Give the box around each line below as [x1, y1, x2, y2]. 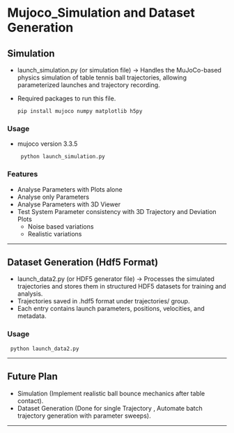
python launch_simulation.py [20, 153, 106, 160]
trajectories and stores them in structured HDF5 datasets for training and [17, 282, 226, 291]
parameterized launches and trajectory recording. [17, 81, 160, 89]
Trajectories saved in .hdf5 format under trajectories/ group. [17, 297, 190, 305]
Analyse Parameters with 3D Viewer [17, 200, 120, 208]
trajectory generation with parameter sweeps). [17, 411, 151, 420]
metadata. [17, 312, 47, 320]
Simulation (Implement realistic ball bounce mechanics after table [17, 389, 205, 397]
